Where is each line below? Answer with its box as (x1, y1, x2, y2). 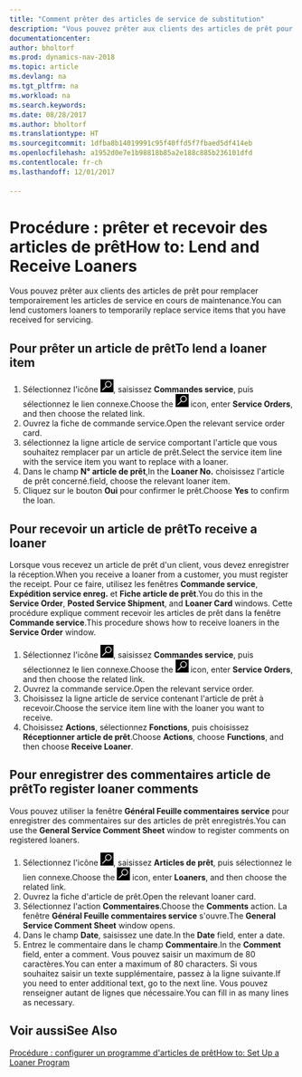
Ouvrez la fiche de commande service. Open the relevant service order (22, 418, 286, 429)
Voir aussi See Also (9, 1024, 118, 1039)
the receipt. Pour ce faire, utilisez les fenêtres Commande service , (9, 579, 259, 590)
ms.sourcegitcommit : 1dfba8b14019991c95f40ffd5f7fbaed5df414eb (9, 139, 253, 149)
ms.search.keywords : (9, 101, 88, 110)
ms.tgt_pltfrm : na (9, 82, 79, 91)
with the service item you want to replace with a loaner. (22, 457, 229, 467)
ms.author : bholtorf (9, 120, 88, 129)
